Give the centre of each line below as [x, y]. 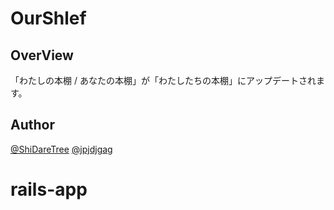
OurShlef [48, 18]
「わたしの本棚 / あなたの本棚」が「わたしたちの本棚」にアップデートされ [163, 80]
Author [32, 125]
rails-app [49, 189]
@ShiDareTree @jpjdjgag [61, 149]
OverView [42, 55]
